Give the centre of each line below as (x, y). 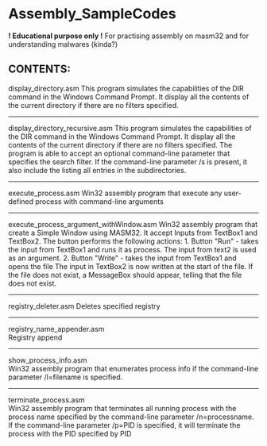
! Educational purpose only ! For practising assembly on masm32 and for (129, 36)
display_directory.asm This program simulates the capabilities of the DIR (126, 88)
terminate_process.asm (46, 400)
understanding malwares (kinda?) (63, 44)
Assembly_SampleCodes (92, 14)
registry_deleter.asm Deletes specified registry (84, 306)
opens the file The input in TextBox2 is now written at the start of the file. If (131, 266)
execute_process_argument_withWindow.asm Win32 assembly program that (133, 224)
